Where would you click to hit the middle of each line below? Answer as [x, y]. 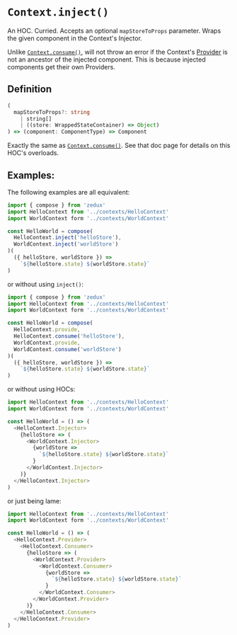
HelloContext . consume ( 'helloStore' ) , [69, 336]
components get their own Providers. [61, 67]
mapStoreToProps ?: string [52, 112]
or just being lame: [34, 500]
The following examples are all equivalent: [69, 192]
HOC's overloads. [33, 153]
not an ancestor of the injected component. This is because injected [107, 59]
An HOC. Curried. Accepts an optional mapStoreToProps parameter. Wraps [114, 30]
